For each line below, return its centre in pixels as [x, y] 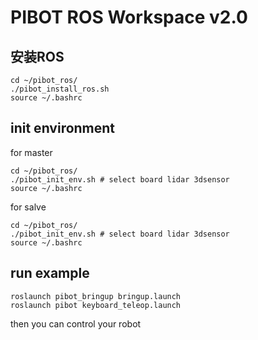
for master [31, 152]
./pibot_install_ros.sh [60, 89]
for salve [28, 207]
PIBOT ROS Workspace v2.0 [129, 17]
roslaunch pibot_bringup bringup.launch [96, 296]
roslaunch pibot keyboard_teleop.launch [96, 305]
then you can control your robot [76, 323]
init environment [63, 128]
